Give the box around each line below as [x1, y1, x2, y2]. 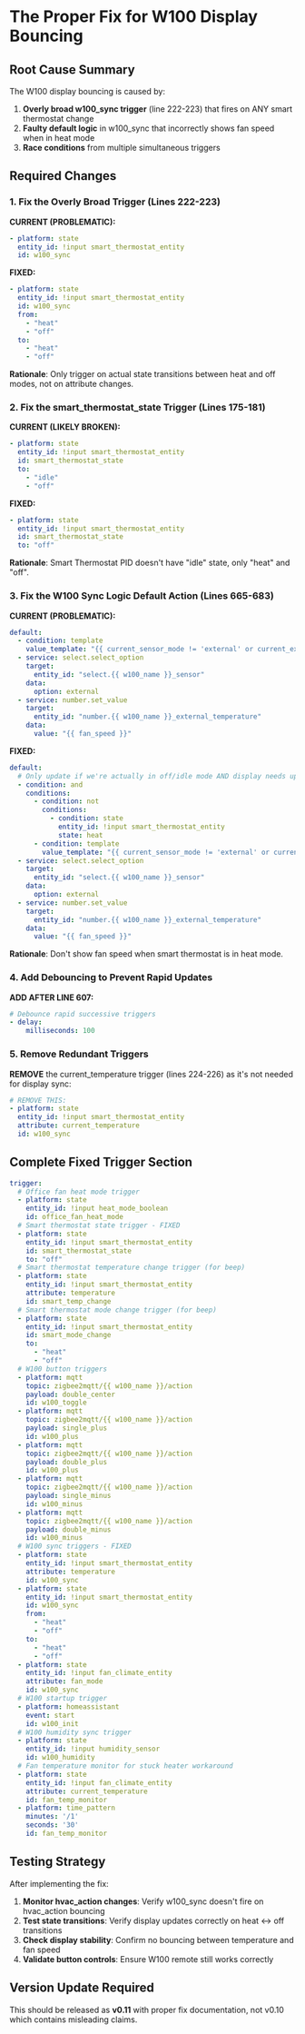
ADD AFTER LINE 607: [9, 992, 93, 1003]
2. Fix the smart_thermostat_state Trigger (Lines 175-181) [9, 402, 266, 414]
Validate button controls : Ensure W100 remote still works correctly [22, 1953, 274, 1964]
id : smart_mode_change [25, 1331, 112, 1340]
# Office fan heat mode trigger [17, 1187, 141, 1196]
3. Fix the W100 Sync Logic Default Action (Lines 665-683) [9, 590, 274, 602]
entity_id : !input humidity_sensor [25, 1744, 161, 1754]
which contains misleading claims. [9, 2014, 138, 2025]
